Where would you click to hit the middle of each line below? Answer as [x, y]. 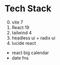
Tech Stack [28, 9]
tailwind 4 [22, 32]
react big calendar [30, 53]
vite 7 [17, 22]
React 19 [20, 27]
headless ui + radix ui [33, 38]
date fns [20, 58]
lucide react [24, 43]
